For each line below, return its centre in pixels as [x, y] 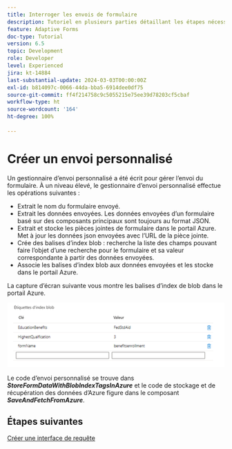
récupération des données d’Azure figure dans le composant [93, 392]
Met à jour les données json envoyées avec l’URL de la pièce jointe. [113, 236]
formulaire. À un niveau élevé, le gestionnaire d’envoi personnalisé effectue [114, 185]
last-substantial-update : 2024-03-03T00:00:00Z [77, 80]
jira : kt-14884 [29, 73]
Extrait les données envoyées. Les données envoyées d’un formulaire [116, 213]
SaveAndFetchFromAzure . [46, 400]
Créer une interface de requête [51, 438]
